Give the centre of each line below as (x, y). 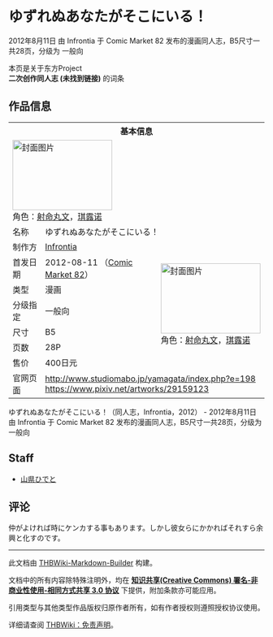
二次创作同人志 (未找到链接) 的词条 (66, 78)
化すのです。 (43, 538)
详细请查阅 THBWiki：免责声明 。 (63, 625)
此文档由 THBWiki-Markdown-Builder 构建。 (82, 563)
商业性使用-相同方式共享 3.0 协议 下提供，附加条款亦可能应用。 (115, 591)
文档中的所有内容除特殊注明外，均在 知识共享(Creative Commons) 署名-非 (133, 580)
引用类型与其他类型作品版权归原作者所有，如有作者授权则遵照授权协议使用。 (136, 608)
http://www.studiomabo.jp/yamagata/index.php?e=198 (150, 379)
